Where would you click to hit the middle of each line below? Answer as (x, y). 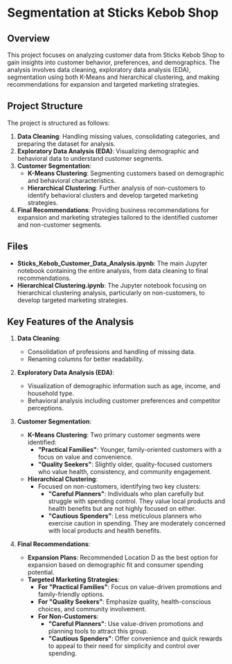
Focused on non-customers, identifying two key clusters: (119, 487)
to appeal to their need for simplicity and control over (124, 646)
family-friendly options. (71, 595)
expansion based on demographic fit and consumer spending (115, 565)
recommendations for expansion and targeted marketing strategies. (104, 84)
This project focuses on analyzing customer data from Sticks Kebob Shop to (116, 55)
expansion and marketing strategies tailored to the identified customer (117, 217)
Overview (29, 38)
